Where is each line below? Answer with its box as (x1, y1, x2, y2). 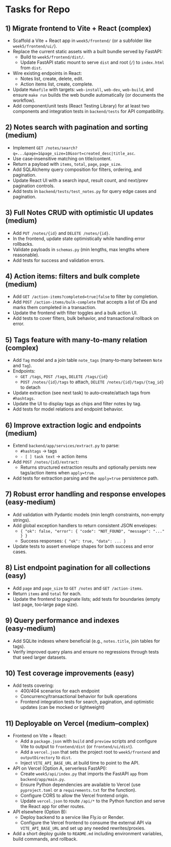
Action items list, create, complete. (20, 81, 93, 87)
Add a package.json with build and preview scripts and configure (20, 738, 157, 744)
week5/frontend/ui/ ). (12, 43, 57, 49)
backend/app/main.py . (20, 776, 65, 783)
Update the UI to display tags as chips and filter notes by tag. (12, 401, 142, 407)
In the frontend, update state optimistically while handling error (12, 235, 145, 242)
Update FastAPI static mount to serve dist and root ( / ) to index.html (20, 59, 164, 65)
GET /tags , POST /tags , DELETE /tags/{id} (20, 374, 108, 380)
